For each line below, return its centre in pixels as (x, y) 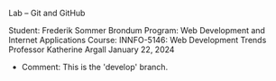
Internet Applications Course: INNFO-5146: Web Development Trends (138, 40)
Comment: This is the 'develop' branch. (95, 67)
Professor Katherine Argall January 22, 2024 (92, 49)
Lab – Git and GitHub (47, 13)
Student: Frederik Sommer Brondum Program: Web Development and (137, 30)
